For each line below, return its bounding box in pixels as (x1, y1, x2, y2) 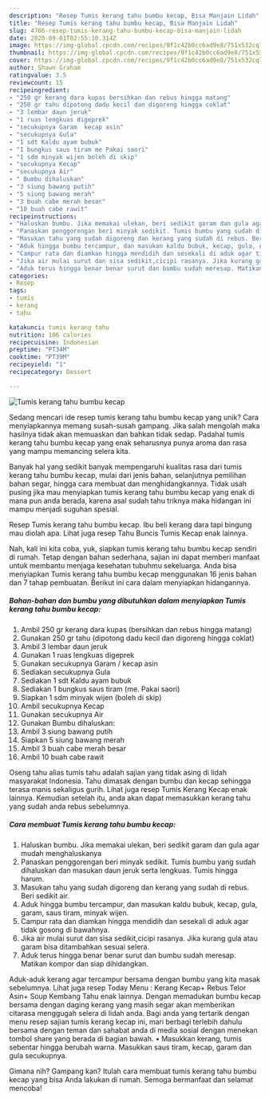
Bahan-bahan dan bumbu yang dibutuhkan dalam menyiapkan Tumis (9, 596, 247, 606)
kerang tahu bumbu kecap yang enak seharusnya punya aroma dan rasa (9, 437, 247, 448)
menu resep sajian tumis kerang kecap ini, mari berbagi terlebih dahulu (9, 1017, 243, 1026)
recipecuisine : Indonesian (9, 338, 99, 346)
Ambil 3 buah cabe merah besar (20, 743, 127, 753)
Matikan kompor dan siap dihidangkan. (20, 958, 148, 968)
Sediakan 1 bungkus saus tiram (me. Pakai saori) (20, 684, 180, 694)
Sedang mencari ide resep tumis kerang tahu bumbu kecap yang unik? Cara (9, 412, 259, 422)
